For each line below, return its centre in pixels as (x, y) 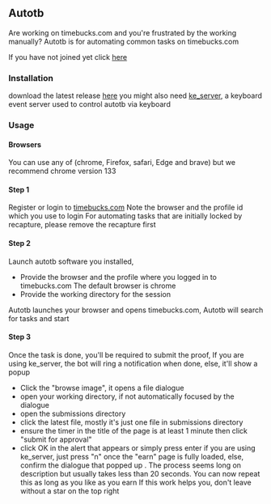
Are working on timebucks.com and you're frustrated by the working (123, 32)
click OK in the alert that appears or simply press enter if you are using (138, 447)
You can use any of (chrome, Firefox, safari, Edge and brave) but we (122, 163)
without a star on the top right (70, 491)
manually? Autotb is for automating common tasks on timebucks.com (124, 41)
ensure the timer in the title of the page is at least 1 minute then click (134, 430)
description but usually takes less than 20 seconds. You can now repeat (140, 473)
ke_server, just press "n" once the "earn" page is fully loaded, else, (132, 456)
